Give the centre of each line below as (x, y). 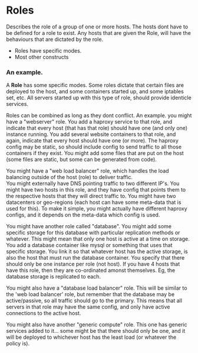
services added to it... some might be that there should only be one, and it (96, 331)
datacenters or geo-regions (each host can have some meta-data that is (94, 202)
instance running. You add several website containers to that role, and (91, 134)
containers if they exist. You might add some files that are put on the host (95, 153)
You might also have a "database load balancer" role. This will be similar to (97, 288)
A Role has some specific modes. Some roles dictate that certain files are (95, 85)
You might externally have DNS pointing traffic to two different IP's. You (93, 183)
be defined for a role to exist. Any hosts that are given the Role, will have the (99, 33)
